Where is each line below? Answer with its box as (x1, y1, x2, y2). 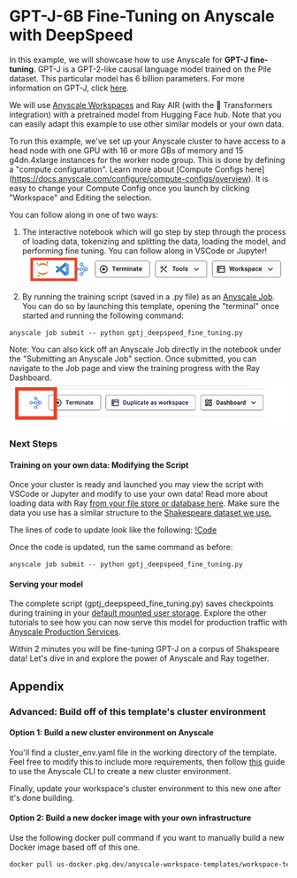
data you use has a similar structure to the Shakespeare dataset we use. (9, 508, 272, 518)
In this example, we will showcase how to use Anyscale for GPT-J (9, 54, 249, 65)
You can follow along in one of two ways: (9, 209, 159, 220)
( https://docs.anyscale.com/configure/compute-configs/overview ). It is (9, 173, 269, 183)
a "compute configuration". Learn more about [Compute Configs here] (9, 164, 265, 175)
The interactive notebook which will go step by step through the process (21, 226, 286, 237)
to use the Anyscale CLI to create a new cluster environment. (9, 765, 232, 776)
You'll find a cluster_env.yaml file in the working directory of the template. (9, 747, 277, 758)
